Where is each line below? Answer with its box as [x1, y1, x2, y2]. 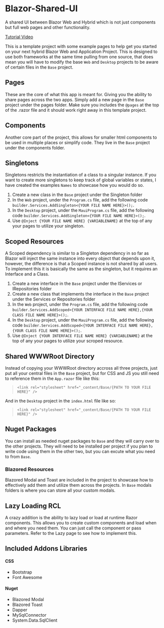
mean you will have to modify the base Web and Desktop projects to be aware [5, 59, 159, 65]
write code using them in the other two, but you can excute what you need [5, 448, 155, 454]
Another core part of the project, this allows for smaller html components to [5, 134, 157, 140]
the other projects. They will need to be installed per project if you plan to [5, 443, 153, 449]
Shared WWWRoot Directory [5, 352, 94, 360]
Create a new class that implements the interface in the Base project [12, 291, 149, 297]
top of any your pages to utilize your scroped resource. [12, 338, 123, 344]
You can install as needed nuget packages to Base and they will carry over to [5, 438, 160, 444]
